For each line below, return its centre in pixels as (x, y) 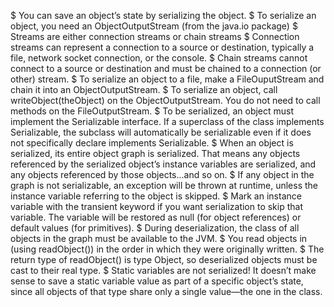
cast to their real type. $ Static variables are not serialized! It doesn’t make (163, 270)
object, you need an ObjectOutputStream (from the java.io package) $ (154, 26)
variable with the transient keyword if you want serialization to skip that (157, 206)
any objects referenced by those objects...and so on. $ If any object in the (162, 174)
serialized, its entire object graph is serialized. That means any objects (155, 153)
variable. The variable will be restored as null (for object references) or (156, 217)
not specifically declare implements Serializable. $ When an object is (152, 143)
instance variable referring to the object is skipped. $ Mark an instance (156, 196)
